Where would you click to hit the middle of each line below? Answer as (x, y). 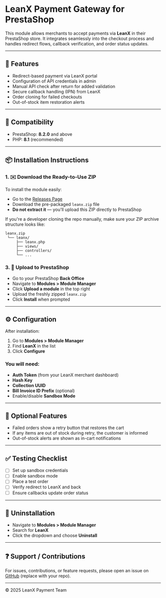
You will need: (22, 364)
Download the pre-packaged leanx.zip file (56, 204)
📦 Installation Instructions (47, 160)
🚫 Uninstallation (30, 513)
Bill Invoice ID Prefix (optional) (43, 391)
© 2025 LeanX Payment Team (36, 590)
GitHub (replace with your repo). (38, 576)
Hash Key (22, 380)
